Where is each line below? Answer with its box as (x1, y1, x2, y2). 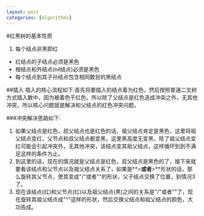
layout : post (6, 9, 39, 15)
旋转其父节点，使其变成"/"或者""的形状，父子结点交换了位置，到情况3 (20, 173, 195, 180)
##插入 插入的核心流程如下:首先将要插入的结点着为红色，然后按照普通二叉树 (6, 86, 197, 93)
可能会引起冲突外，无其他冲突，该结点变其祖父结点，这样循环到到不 (20, 142, 191, 150)
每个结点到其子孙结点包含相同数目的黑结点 (15, 73, 122, 80)
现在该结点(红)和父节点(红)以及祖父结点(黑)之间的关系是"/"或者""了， (15, 188, 188, 195)
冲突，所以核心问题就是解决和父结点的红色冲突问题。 (6, 101, 140, 108)
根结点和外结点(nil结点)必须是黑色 (15, 65, 100, 73)
